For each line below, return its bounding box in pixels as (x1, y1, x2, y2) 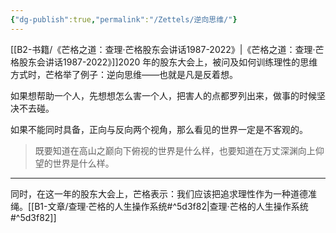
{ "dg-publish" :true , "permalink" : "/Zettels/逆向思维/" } (10, 14, 238, 25)
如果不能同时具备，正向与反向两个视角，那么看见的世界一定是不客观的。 (10, 123, 308, 135)
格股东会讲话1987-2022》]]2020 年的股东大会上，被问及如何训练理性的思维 (10, 56, 318, 68)
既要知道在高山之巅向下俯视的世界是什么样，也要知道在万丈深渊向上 (34, 144, 316, 156)
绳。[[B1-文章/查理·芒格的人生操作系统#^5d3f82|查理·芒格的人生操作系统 (10, 200, 309, 212)
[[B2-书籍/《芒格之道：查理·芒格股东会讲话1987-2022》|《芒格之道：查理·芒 (10, 43, 325, 55)
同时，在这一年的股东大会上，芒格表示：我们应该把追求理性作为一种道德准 (10, 187, 317, 200)
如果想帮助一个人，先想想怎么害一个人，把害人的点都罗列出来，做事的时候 (10, 89, 317, 101)
